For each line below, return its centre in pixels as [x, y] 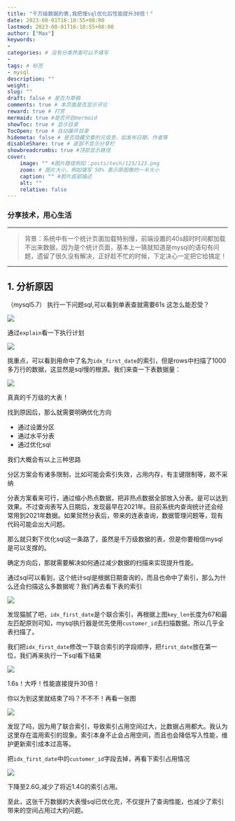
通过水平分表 [36, 436]
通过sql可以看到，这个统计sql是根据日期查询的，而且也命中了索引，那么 [111, 577]
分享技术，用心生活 [40, 216]
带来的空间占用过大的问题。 [47, 811]
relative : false [44, 190]
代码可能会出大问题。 [38, 524]
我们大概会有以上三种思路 [44, 460]
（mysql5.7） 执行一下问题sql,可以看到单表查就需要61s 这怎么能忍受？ [108, 304]
